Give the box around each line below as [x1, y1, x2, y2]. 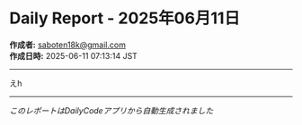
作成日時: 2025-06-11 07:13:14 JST [9, 50, 138, 61]
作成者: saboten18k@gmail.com [9, 39, 126, 50]
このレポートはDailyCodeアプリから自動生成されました [9, 104, 214, 116]
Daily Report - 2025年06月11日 [9, 8, 241, 29]
